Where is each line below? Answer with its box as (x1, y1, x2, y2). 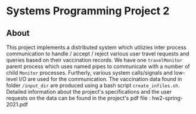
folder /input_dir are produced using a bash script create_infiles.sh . (6, 82, 180, 89)
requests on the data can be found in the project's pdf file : (6, 94, 151, 101)
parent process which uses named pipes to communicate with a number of (6, 63, 190, 70)
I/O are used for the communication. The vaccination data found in (18, 76, 182, 82)
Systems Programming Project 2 (6, 4, 170, 18)
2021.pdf (6, 101, 28, 108)
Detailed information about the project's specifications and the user (6, 88, 172, 95)
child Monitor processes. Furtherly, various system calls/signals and (6, 69, 173, 76)
